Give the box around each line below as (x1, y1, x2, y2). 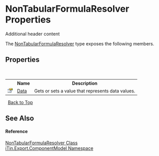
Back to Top (7, 99, 33, 105)
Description (72, 80, 98, 87)
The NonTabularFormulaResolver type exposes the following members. (5, 40, 154, 46)
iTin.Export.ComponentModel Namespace (5, 145, 93, 151)
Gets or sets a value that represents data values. (34, 88, 136, 94)
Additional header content (5, 31, 60, 37)
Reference (5, 128, 28, 134)
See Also (5, 114, 34, 123)
